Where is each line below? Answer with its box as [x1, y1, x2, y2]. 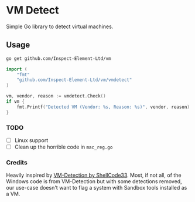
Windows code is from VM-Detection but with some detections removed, [6, 178, 183, 185]
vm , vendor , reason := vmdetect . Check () [6, 93, 107, 99]
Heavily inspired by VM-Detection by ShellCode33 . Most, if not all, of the [6, 171, 182, 179]
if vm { [6, 99, 25, 105]
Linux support [14, 136, 49, 144]
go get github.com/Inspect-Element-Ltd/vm [6, 55, 111, 62]
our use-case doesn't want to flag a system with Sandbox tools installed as [6, 184, 187, 191]
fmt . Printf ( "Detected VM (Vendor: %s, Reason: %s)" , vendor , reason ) [16, 104, 190, 110]
